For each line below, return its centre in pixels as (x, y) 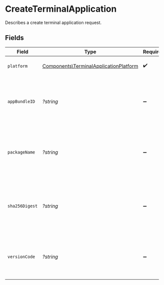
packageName (21, 152)
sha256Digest (23, 206)
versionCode (21, 257)
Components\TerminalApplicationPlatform (90, 66)
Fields (15, 38)
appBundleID (21, 101)
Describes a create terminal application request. (53, 22)
